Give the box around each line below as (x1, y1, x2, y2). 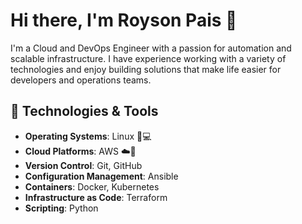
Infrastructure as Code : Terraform (24, 191, 168, 203)
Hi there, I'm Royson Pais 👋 (10, 9, 238, 32)
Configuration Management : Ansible (24, 170, 179, 182)
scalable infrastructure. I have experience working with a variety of (10, 52, 287, 64)
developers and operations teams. (10, 74, 152, 86)
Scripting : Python (24, 202, 99, 214)
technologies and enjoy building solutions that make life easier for (10, 63, 282, 75)
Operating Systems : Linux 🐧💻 (24, 130, 152, 142)
